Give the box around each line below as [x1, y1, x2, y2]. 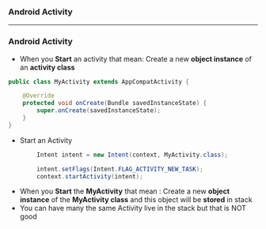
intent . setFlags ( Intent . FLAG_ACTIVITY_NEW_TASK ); [36, 165, 203, 173]
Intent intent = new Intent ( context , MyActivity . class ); [36, 151, 228, 159]
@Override [22, 92, 55, 100]
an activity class [19, 62, 75, 72]
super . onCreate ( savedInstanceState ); [36, 107, 161, 114]
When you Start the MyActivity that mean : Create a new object [19, 186, 230, 196]
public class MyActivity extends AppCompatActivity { [8, 77, 190, 85]
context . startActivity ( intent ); [36, 172, 144, 180]
